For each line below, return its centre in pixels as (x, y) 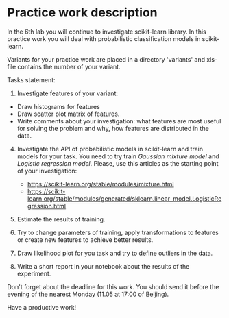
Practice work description (82, 13)
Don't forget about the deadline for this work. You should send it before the (113, 286)
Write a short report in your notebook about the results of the (103, 266)
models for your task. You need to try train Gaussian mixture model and (118, 156)
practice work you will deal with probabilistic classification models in (104, 38)
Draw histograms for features (59, 106)
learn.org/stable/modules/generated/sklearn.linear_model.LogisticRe (124, 198)
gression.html (47, 206)
